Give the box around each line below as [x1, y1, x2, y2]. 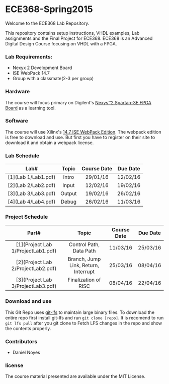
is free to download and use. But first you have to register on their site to [5, 134, 155, 140]
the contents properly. [5, 325, 51, 331]
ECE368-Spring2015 [5, 4, 93, 15]
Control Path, [68, 241, 100, 248]
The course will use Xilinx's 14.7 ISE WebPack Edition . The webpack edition [5, 129, 161, 135]
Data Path [72, 247, 96, 254]
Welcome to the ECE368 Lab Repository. [5, 20, 90, 26]
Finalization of [67, 276, 101, 283]
